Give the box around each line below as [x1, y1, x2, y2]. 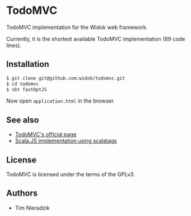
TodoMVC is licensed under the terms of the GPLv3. [6, 171, 136, 178]
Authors [6, 188, 38, 199]
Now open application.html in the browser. [6, 97, 115, 104]
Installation [6, 59, 49, 69]
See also [6, 115, 39, 125]
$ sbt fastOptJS [6, 86, 47, 92]
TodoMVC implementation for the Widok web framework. [6, 24, 148, 31]
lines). [6, 42, 22, 49]
